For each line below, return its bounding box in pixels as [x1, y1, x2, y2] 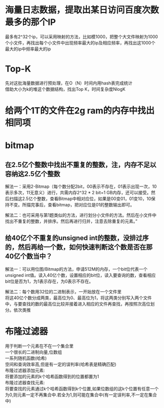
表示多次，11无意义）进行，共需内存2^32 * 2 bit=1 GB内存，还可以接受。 [5, 190, 151, 196]
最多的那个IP [5, 17, 56, 28]
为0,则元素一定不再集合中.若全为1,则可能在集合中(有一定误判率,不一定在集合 [5, 391, 157, 398]
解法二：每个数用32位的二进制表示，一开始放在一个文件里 [5, 288, 122, 294]
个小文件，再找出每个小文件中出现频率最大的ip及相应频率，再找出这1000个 [5, 40, 156, 45]
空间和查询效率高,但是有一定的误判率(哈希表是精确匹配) [5, 361, 117, 367]
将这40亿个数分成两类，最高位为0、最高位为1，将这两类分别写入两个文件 [5, 295, 152, 301]
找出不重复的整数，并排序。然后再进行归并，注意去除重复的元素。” [5, 218, 138, 224]
